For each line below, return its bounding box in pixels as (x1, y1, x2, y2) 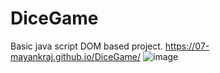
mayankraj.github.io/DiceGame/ (10, 50, 142, 62)
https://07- (164, 40, 210, 52)
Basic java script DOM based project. (10, 40, 163, 52)
